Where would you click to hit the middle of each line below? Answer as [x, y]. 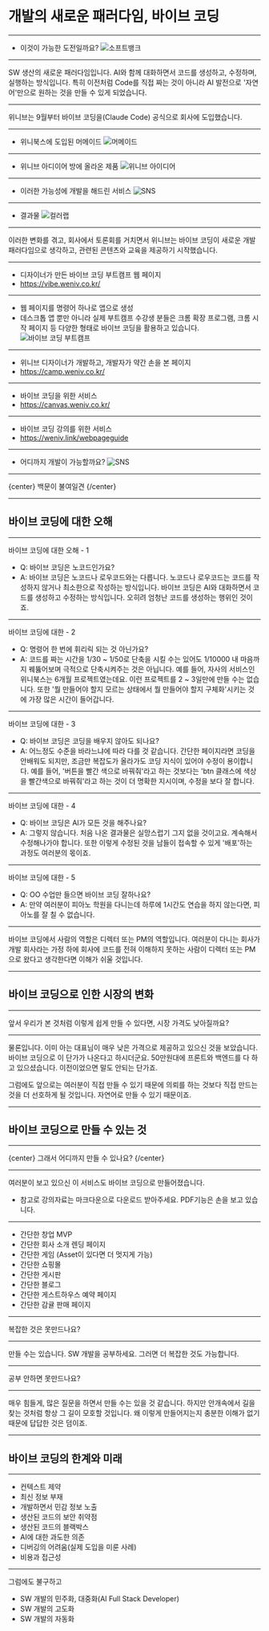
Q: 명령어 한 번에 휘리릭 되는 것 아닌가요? [84, 649]
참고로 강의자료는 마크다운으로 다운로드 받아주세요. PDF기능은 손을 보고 [132, 1200]
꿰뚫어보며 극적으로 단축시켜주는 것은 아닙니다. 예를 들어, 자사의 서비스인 [142, 669]
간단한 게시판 [40, 1274]
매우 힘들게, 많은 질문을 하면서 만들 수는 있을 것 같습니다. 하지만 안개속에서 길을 [132, 1403]
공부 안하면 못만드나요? [44, 1379]
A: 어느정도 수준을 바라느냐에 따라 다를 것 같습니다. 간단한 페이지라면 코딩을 [138, 751]
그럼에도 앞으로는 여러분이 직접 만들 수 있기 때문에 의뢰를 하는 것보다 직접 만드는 [133, 1084]
